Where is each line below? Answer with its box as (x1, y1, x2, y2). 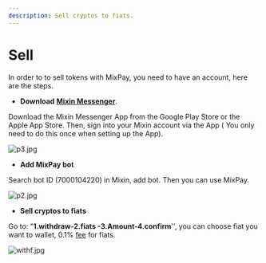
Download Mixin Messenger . (19, 96, 118, 106)
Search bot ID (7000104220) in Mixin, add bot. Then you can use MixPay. (8, 175, 250, 184)
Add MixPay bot (19, 159, 74, 169)
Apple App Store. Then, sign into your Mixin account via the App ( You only (8, 120, 255, 130)
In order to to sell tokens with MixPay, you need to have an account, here (8, 73, 248, 82)
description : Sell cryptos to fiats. (8, 11, 134, 20)
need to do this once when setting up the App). (8, 128, 164, 138)
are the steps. (8, 80, 54, 90)
